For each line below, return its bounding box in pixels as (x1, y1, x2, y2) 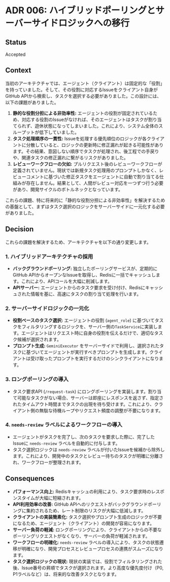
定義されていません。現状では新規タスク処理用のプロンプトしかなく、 (12, 167, 159, 173)
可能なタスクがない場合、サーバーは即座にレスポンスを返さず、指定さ (17, 394, 164, 401)
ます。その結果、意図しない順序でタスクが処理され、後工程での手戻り (12, 148, 159, 154)
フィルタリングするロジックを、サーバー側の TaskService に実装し (21, 324, 158, 330)
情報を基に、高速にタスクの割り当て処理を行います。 (30, 291, 141, 297)
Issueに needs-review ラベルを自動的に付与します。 (12, 440, 120, 446)
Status (5, 38, 27, 46)
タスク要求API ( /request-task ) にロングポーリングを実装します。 (12, 388, 148, 394)
